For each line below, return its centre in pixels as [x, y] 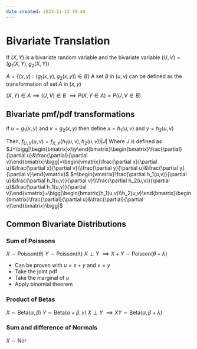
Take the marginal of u [42, 278]
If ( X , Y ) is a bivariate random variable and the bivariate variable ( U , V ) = [93, 57]
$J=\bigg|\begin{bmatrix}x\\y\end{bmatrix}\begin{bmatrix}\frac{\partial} [94, 149]
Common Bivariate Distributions [66, 224]
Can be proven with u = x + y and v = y [62, 265]
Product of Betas [31, 299]
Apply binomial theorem [44, 284]
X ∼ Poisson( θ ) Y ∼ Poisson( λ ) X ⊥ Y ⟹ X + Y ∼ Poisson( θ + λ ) [87, 254]
